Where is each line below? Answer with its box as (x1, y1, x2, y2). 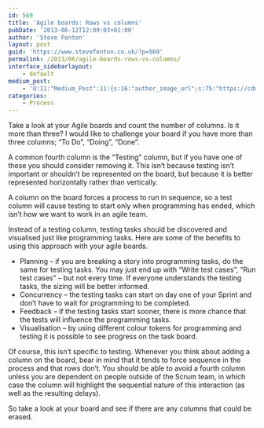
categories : (8, 92, 47, 100)
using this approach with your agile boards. (8, 241, 148, 251)
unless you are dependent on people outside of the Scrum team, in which (8, 372, 246, 382)
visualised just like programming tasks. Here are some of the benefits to (8, 233, 241, 243)
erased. (8, 412, 33, 422)
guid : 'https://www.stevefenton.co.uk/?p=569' (8, 48, 163, 56)
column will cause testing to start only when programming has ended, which (8, 201, 255, 210)
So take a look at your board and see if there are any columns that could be (8, 404, 252, 413)
